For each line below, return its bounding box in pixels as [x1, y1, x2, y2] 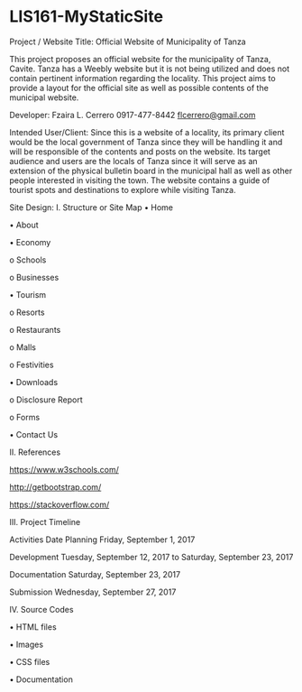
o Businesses [9, 272, 59, 282]
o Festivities [9, 359, 54, 370]
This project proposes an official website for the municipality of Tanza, [9, 53, 271, 64]
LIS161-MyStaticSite [9, 6, 164, 27]
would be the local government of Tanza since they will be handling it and [9, 136, 283, 147]
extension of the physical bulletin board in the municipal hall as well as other [9, 165, 293, 176]
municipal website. [9, 92, 79, 103]
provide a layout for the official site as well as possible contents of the [9, 82, 269, 93]
